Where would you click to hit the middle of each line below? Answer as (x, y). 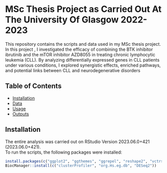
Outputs (21, 114)
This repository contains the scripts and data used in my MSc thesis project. (83, 44)
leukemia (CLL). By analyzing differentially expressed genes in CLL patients (83, 60)
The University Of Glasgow (62, 20)
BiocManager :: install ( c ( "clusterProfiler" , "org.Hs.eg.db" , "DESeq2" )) (81, 166)
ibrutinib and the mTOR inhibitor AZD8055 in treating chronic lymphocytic (80, 54)
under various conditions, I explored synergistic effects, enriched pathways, (83, 65)
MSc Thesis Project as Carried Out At (83, 9)
